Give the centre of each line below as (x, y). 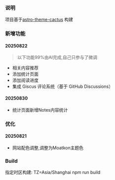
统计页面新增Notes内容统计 (40, 110)
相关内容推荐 (25, 68)
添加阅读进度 (25, 80)
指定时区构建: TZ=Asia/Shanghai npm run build (53, 173)
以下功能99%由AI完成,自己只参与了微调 (57, 58)
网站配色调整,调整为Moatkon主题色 (48, 148)
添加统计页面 (25, 74)
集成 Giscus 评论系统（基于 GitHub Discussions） (63, 87)
